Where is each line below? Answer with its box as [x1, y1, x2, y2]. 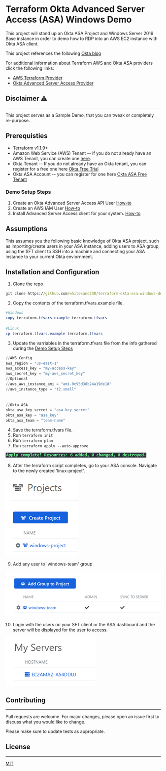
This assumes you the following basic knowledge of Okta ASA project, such [5, 238, 159, 244]
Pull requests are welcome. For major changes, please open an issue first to [5, 714, 160, 720]
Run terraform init [12, 432, 53, 438]
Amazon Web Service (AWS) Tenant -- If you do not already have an [12, 150, 152, 156]
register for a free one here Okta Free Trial [12, 166, 99, 171]
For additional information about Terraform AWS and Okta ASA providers [5, 60, 153, 66]
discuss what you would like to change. [5, 719, 86, 725]
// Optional [5, 377, 28, 382]
